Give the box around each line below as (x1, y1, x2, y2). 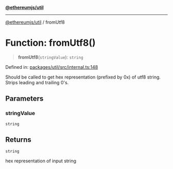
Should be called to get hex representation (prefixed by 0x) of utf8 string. (5, 74, 161, 80)
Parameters (5, 95, 44, 103)
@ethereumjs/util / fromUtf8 (5, 19, 65, 25)
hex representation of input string (5, 158, 76, 164)
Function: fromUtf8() (5, 37, 96, 49)
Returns (5, 136, 32, 144)
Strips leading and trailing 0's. (5, 79, 69, 85)
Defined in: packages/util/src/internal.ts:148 (5, 64, 98, 70)
